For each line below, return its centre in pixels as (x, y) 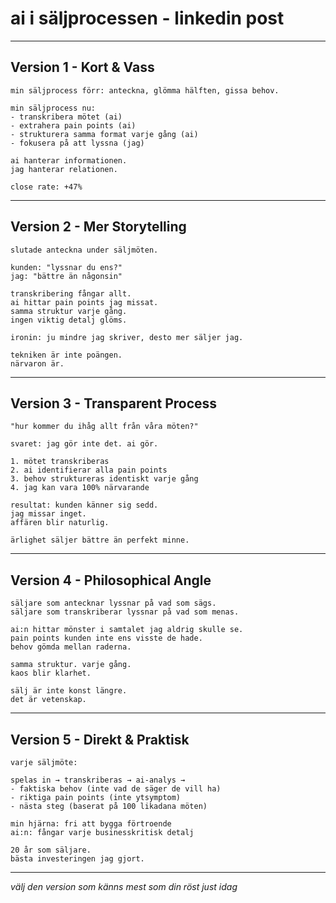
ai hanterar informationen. (69, 160)
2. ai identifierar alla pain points (89, 470)
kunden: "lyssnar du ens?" (66, 267)
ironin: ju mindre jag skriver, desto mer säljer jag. (127, 337)
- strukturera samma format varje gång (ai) (104, 134)
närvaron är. (37, 363)
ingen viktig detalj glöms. (69, 320)
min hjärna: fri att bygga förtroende (91, 824)
